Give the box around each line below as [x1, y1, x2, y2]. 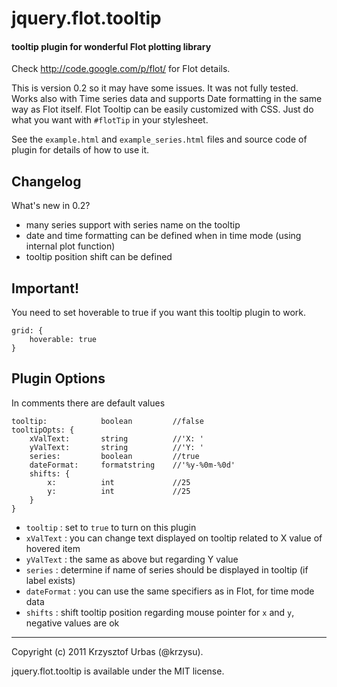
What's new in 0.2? [11, 200, 91, 212]
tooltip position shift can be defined [25, 251, 173, 263]
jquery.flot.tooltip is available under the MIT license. [11, 665, 225, 677]
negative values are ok [25, 617, 120, 629]
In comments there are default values [11, 397, 166, 409]
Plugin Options [11, 370, 106, 387]
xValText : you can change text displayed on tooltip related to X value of [25, 532, 323, 544]
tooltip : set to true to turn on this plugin [25, 521, 197, 533]
